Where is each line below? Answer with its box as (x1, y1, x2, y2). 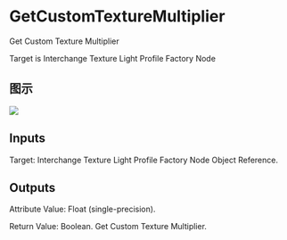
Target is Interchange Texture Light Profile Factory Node (9, 53, 217, 63)
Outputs (9, 180, 56, 195)
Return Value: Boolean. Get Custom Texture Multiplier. (9, 221, 208, 232)
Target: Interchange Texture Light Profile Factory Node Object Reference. (9, 154, 279, 165)
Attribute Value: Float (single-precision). (9, 203, 156, 215)
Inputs (9, 131, 46, 146)
